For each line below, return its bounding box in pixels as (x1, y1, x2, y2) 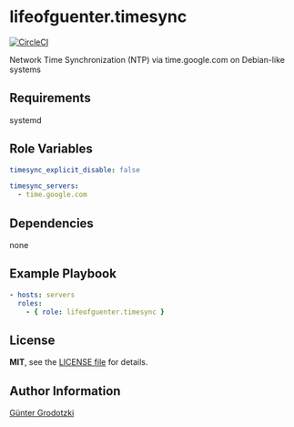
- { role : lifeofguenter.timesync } (25, 307, 166, 317)
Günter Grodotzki (9, 408, 75, 419)
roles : (17, 298, 43, 307)
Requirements (9, 90, 91, 106)
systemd (9, 114, 43, 125)
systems (9, 64, 41, 75)
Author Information (9, 383, 121, 399)
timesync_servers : (9, 182, 79, 191)
